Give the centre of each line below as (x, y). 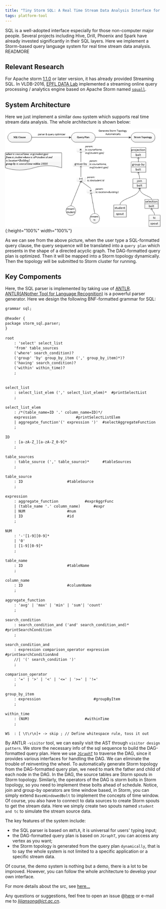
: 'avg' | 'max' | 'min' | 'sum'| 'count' (58, 606)
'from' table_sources (36, 348)
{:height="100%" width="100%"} (39, 230)
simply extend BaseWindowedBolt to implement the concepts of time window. (82, 795)
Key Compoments (33, 277)
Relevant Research (35, 67)
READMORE (17, 51)
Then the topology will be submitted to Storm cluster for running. (71, 261)
